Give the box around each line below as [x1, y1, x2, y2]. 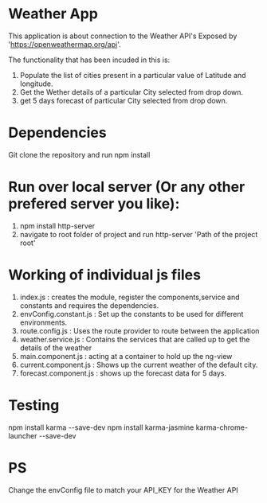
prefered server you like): [8, 195, 180, 213]
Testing [8, 396, 60, 414]
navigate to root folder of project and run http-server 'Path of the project [19, 229, 258, 239]
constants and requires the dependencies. [19, 300, 159, 310]
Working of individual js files [8, 266, 202, 283]
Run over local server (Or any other [8, 178, 245, 196]
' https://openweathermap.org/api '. [8, 39, 121, 49]
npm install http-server [19, 220, 96, 231]
